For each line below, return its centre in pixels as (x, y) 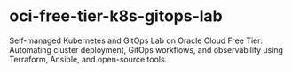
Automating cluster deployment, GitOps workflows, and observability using (146, 49)
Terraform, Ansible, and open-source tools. (88, 59)
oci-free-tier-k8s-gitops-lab (116, 16)
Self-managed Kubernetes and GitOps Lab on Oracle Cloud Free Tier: (136, 40)
